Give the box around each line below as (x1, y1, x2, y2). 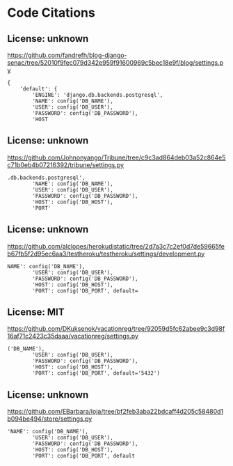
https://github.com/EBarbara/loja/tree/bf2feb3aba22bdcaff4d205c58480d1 (7, 407, 224, 416)
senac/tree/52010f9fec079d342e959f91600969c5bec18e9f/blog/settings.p (7, 59, 224, 67)
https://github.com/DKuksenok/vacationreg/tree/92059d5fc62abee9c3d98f (7, 325, 225, 333)
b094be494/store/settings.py (7, 414, 93, 423)
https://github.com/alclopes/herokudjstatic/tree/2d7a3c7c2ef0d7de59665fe (7, 242, 225, 250)
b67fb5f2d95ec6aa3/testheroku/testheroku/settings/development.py (7, 249, 205, 258)
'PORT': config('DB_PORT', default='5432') (32, 370, 160, 377)
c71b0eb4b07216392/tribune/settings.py (7, 160, 124, 169)
